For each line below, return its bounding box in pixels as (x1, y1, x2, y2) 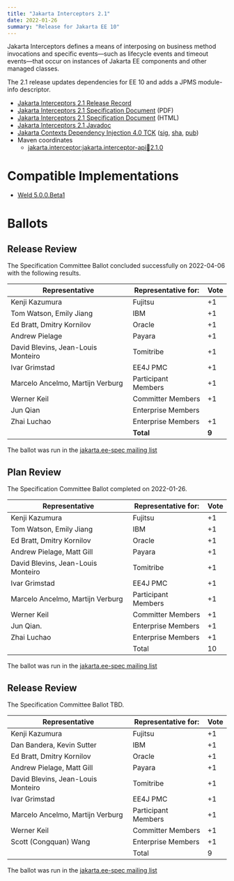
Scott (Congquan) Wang (10, 836, 91, 846)
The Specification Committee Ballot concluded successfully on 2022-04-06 (7, 262, 225, 270)
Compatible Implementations (7, 168, 179, 183)
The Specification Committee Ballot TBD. (7, 700, 124, 709)
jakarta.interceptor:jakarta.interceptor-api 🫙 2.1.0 (27, 144, 164, 152)
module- (198, 78, 223, 86)
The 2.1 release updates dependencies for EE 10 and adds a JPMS (7, 78, 197, 86)
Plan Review (7, 466, 61, 478)
